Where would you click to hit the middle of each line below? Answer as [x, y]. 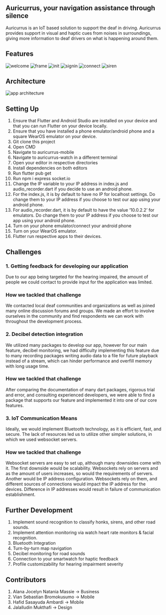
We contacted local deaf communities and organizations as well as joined [80, 306]
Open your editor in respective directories [55, 163]
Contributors [26, 580]
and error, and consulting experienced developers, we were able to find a [80, 395]
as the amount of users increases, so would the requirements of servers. [80, 473]
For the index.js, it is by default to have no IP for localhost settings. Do [84, 194]
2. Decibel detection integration [44, 334]
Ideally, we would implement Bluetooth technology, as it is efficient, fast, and [83, 429]
